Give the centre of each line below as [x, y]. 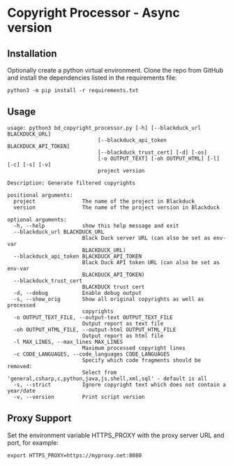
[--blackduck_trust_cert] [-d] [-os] [152, 152]
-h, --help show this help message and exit [96, 226]
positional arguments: [40, 195]
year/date [22, 391]
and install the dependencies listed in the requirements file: [92, 78]
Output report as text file [123, 323]
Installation [32, 53]
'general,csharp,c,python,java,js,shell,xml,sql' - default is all [107, 379]
